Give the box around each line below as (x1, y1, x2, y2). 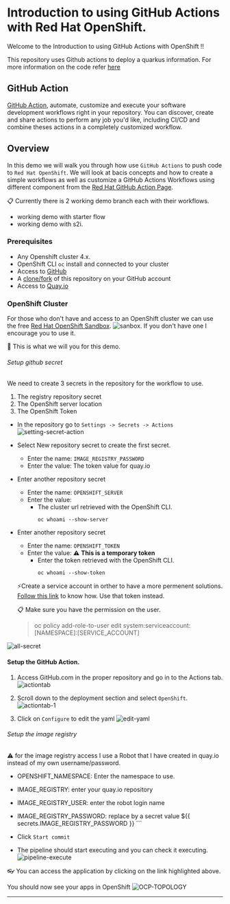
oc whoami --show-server (37, 517, 109, 523)
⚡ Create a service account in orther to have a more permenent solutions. (16, 582, 223, 590)
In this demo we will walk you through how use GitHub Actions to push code (7, 161, 222, 169)
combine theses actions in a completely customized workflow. (7, 122, 183, 131)
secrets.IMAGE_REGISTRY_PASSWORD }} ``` (16, 819, 142, 827)
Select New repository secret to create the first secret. (16, 441, 171, 449)
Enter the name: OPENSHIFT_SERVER (27, 488, 123, 497)
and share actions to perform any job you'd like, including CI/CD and (7, 115, 201, 124)
